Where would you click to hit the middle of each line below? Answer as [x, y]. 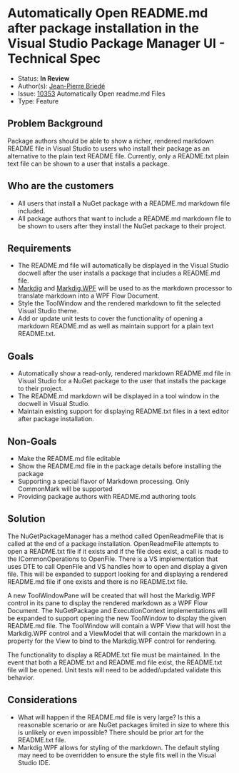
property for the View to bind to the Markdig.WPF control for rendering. [112, 641]
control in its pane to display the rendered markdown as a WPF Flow [108, 603]
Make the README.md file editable [69, 459]
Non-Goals [32, 441]
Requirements [39, 248]
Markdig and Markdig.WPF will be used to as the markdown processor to [125, 288]
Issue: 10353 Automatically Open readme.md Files [91, 94]
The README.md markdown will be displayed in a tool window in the [118, 396]
